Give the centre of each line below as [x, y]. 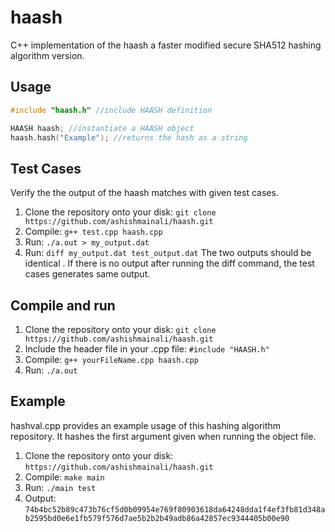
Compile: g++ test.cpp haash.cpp [93, 232]
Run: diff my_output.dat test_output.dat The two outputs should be [168, 253]
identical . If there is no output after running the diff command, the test [169, 263]
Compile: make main [64, 477]
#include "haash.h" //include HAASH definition [111, 110]
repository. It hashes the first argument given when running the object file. [163, 436]
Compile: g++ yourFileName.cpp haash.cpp [111, 359]
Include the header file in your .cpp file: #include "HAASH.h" [147, 349]
